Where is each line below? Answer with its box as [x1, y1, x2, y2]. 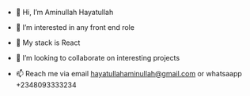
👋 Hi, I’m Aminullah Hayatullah [15, 8, 114, 17]
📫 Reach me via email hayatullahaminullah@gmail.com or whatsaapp [15, 69, 243, 78]
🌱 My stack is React [15, 38, 81, 47]
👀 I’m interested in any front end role [15, 23, 134, 31]
